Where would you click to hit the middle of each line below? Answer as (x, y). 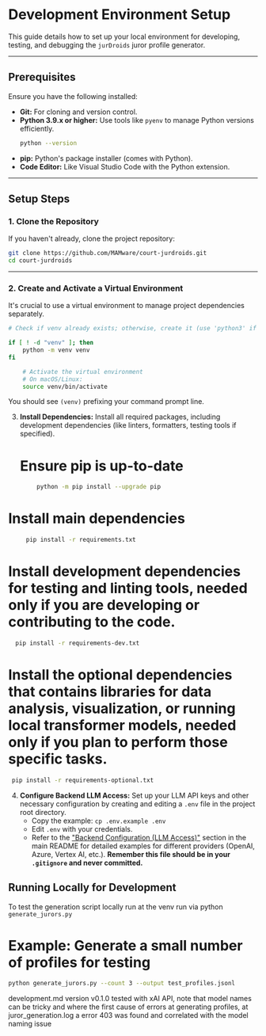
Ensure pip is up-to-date (101, 466)
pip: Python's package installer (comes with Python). (106, 158)
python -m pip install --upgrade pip (99, 487)
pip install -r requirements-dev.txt (78, 643)
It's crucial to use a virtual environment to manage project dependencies (127, 306)
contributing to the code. (92, 622)
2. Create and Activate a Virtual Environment (96, 288)
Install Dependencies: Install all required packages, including (120, 417)
